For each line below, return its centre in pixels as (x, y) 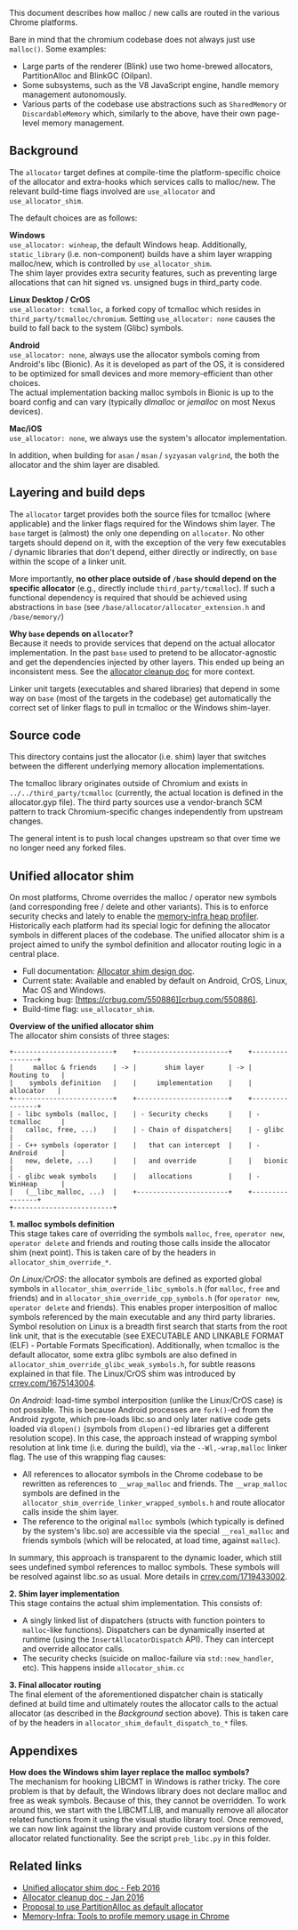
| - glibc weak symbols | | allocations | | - (135, 1177)
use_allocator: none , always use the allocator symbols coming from (135, 354)
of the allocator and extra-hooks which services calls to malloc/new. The (142, 181)
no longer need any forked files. (68, 848)
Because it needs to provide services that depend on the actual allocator (142, 643)
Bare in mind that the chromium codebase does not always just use (133, 40)
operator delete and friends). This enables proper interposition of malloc (144, 1307)
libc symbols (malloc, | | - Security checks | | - (143, 1114)
